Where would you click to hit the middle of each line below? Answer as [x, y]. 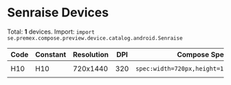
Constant [51, 54]
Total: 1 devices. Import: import [51, 32]
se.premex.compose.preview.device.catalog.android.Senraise [95, 38]
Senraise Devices [58, 13]
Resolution [90, 54]
